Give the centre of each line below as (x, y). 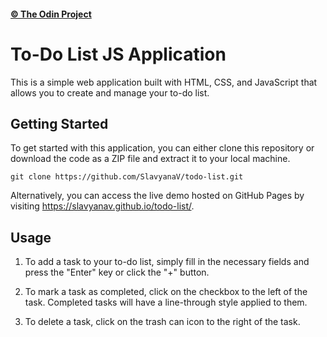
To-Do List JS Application (118, 54)
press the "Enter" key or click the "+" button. (117, 272)
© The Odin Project (51, 14)
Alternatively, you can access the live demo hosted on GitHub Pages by (157, 196)
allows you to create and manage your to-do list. (110, 92)
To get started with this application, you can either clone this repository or (162, 148)
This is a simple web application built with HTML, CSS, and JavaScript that (164, 82)
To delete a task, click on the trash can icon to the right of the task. (162, 322)
